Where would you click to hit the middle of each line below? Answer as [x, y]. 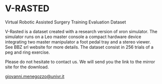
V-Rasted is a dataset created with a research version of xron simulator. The [81, 31]
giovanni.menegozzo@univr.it [35, 76]
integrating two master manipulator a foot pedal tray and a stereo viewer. [78, 42]
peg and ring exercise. [27, 52]
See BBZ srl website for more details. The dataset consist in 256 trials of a [79, 47]
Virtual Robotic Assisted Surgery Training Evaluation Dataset [66, 22]
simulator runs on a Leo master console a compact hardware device [73, 37]
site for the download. [27, 67]
